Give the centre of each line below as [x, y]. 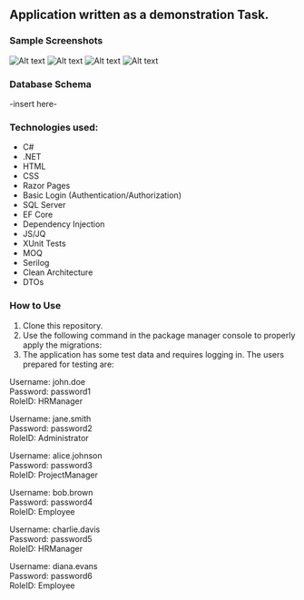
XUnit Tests [44, 243]
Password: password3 [51, 465]
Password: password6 [51, 575]
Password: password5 [51, 538]
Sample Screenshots [56, 41]
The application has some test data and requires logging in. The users [153, 354]
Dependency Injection [64, 224]
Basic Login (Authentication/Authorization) [102, 195]
